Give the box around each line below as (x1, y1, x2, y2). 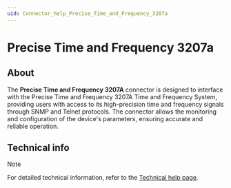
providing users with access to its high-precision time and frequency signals (7, 100, 224, 108)
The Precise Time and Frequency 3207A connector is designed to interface (7, 85, 223, 94)
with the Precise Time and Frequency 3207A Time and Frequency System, (7, 92, 218, 101)
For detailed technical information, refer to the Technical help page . (7, 174, 199, 182)
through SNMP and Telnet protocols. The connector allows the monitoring (7, 107, 217, 116)
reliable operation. (7, 122, 59, 130)
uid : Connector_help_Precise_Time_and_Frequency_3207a (7, 10, 168, 17)
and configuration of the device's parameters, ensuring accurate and (7, 114, 203, 123)
